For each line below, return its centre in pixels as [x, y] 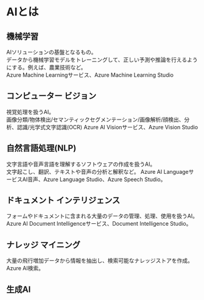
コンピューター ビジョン [51, 96]
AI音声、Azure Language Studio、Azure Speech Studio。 [94, 179]
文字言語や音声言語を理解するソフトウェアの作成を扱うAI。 [81, 164]
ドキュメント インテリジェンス [63, 200]
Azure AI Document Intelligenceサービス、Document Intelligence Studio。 [99, 224]
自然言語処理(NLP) [41, 148]
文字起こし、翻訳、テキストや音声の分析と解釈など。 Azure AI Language [97, 171]
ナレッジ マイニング [43, 245]
